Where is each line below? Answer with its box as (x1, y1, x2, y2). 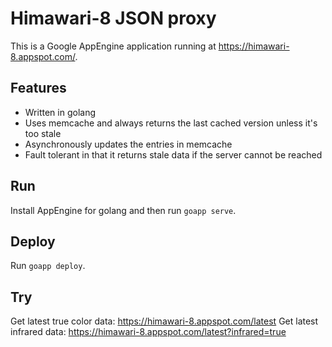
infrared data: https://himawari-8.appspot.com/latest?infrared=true (10, 326, 287, 338)
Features (10, 80, 67, 97)
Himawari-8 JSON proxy (10, 7, 217, 30)
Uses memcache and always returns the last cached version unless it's (24, 117, 318, 129)
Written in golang (24, 106, 96, 118)
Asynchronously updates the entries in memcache (24, 138, 233, 150)
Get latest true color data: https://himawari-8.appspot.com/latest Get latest (10, 315, 319, 327)
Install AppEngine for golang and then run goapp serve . (10, 204, 237, 216)
